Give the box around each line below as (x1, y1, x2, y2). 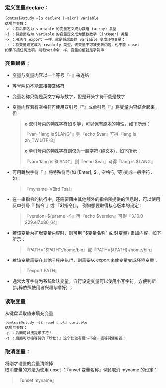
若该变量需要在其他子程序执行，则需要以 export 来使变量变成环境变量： (12, 257, 159, 263)
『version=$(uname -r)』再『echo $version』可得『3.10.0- (24, 213, 145, 219)
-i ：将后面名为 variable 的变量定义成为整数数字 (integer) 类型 (5, 32, 129, 37)
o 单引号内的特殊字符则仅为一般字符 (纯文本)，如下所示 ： (24, 148, 142, 154)
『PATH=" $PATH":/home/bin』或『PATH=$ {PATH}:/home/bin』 (24, 247, 155, 253)
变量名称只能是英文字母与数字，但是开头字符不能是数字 (12, 93, 125, 99)
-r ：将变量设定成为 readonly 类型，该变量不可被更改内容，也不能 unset (5, 42, 140, 48)
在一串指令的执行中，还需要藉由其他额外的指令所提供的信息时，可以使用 (12, 196, 160, 202)
